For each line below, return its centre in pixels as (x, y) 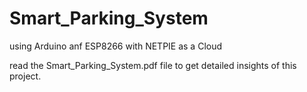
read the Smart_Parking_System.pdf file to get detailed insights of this (153, 65)
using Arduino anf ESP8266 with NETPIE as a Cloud (116, 46)
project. (25, 76)
